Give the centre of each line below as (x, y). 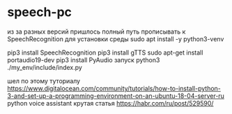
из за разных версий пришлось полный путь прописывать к (96, 31)
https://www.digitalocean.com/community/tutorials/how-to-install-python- (114, 88)
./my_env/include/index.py (45, 67)
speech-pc (39, 12)
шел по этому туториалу (44, 80)
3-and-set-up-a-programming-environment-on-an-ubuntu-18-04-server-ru (116, 96)
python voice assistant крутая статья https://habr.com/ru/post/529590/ (110, 103)
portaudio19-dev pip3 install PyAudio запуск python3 (84, 59)
